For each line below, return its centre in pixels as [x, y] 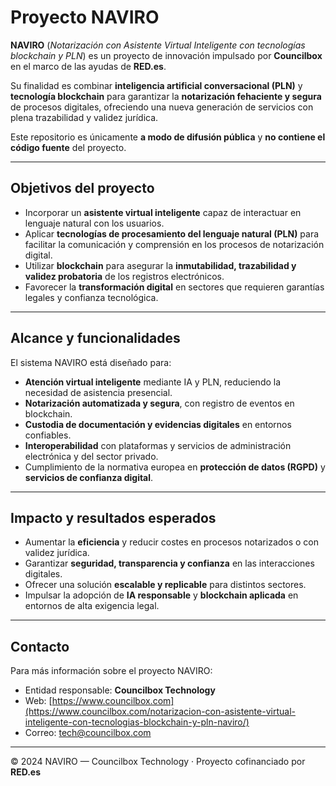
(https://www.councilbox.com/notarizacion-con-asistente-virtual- [160, 712]
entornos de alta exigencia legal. [92, 606]
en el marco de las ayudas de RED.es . [88, 66]
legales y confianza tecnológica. [91, 297]
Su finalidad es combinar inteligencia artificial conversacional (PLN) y [156, 85]
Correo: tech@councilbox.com [88, 733]
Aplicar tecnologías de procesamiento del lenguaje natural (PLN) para [172, 233]
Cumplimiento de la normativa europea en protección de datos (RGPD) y [175, 467]
